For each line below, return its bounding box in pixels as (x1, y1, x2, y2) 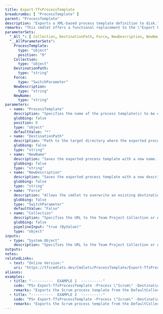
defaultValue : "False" (14, 206, 60, 211)
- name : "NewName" (9, 152, 47, 157)
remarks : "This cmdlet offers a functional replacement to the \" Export (5, 25, 155, 30)
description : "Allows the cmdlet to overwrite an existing (14, 193, 136, 198)
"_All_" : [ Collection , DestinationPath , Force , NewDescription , (9, 35, 145, 39)
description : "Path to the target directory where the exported (14, 138, 147, 144)
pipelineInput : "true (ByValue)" (14, 224, 81, 229)
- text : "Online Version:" (9, 260, 64, 265)
